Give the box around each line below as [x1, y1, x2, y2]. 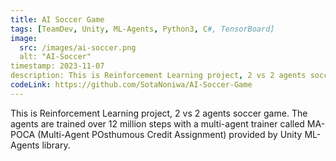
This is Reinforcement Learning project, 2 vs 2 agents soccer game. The [10, 107, 308, 119]
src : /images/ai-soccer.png [19, 42, 137, 53]
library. [41, 139, 71, 151]
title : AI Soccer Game [10, 14, 105, 25]
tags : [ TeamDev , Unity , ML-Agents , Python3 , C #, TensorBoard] [10, 24, 275, 34]
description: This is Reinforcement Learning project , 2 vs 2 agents [10, 71, 307, 81]
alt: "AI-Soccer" [19, 52, 92, 62]
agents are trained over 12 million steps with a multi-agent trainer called [10, 117, 305, 130]
